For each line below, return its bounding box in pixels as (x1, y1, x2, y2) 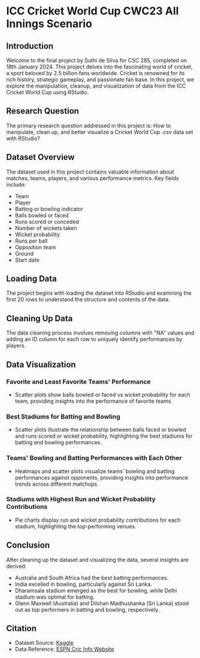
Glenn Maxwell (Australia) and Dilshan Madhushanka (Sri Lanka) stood (14, 599, 189, 607)
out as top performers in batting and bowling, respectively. (14, 606, 160, 613)
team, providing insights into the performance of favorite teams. (14, 397, 172, 405)
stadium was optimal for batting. (14, 593, 95, 600)
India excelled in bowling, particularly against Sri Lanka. (14, 581, 153, 588)
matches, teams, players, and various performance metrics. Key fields (6, 174, 179, 181)
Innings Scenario (6, 17, 93, 31)
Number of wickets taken (14, 224, 77, 232)
